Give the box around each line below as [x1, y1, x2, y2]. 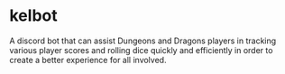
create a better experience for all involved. [9, 54, 167, 65]
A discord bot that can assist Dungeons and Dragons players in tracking [9, 35, 277, 46]
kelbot [9, 5, 58, 26]
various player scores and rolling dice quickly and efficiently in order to [9, 44, 273, 55]
